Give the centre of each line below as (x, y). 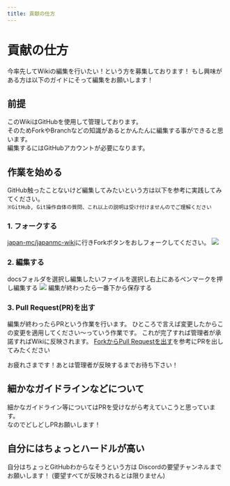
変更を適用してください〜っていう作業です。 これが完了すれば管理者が (114, 333)
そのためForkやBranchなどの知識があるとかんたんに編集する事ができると (112, 130)
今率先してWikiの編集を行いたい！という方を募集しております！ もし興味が (115, 71)
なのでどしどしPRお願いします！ (54, 424)
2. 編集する (26, 262)
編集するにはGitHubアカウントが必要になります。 (78, 148)
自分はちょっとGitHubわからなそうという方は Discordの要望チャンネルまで (115, 466)
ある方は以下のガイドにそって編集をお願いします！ (80, 79)
